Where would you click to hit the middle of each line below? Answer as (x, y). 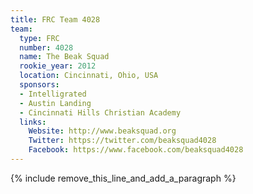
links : (33, 122)
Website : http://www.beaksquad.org (102, 131)
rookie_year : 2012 (58, 66)
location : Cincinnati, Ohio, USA (89, 76)
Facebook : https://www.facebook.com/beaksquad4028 (136, 150)
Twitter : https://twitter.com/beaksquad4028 (122, 141)
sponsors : (39, 85)
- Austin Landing (55, 103)
